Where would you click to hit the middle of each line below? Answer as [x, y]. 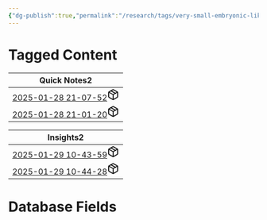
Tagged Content [63, 54]
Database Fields [62, 206]
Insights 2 [66, 137]
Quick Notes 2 [66, 80]
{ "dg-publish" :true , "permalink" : [64, 15]
